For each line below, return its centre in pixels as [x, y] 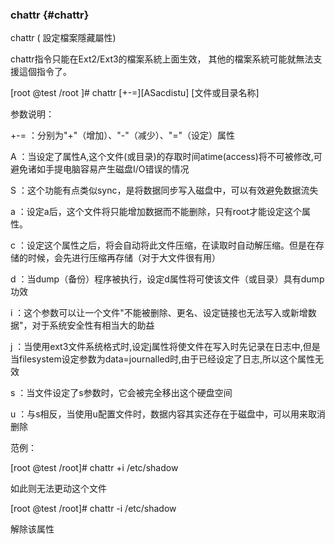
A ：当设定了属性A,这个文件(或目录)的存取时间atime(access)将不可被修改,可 [166, 157]
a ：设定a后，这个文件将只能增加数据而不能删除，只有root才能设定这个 [156, 212]
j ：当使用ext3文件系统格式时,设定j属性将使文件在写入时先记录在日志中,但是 [165, 347]
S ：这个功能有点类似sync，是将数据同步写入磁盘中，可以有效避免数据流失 [164, 190]
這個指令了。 [45, 72]
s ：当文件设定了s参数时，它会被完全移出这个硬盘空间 [121, 393]
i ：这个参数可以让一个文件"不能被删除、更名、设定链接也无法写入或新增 [159, 313]
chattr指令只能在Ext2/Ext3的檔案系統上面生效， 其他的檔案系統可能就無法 [162, 59]
